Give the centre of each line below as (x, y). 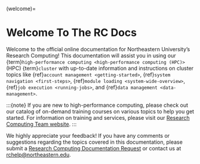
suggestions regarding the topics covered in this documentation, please (95, 142)
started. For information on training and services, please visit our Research (98, 117)
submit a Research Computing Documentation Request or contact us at (94, 148)
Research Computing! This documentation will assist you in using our (91, 55)
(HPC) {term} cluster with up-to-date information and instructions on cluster (100, 68)
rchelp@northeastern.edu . (39, 154)
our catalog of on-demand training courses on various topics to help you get (100, 111)
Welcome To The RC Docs (72, 33)
